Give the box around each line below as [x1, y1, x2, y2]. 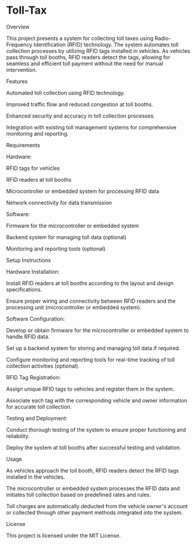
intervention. [6, 66, 37, 73]
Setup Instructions [6, 256, 52, 264]
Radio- [154, 34, 171, 42]
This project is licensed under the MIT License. [6, 532, 121, 539]
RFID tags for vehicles [6, 164, 61, 172]
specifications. [6, 286, 43, 293]
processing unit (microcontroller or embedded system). [6, 303, 141, 310]
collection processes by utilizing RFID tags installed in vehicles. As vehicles [6, 47, 191, 54]
